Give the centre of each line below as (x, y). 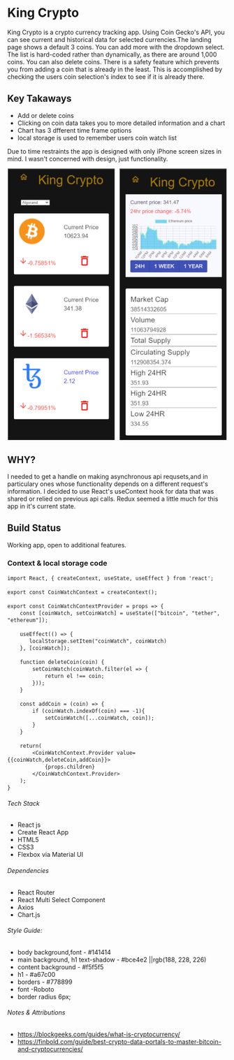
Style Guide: (25, 931)
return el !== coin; (74, 676)
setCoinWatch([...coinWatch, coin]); (100, 718)
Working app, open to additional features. (67, 545)
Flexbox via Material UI (50, 855)
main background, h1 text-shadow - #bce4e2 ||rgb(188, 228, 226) (112, 959)
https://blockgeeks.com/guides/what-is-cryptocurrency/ (98, 1034)
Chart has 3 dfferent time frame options (74, 130)
